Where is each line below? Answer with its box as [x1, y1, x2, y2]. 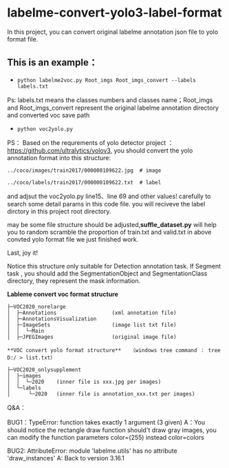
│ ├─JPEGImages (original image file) [7, 333, 177, 340]
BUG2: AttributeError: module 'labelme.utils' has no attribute [7, 447, 177, 455]
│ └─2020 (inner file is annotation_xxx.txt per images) [7, 390, 195, 398]
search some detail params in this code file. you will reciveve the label [7, 199, 206, 208]
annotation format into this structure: [7, 153, 111, 162]
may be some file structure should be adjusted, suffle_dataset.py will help [7, 220, 217, 228]
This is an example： [7, 57, 98, 68]
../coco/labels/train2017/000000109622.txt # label [7, 179, 162, 186]
